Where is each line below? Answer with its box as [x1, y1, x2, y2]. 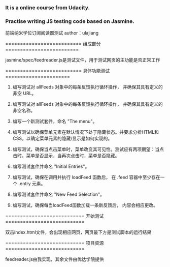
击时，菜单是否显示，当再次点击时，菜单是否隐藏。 [12, 153, 120, 159]
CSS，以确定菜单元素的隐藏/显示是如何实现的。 [12, 135, 113, 141]
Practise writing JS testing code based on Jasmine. [5, 17, 134, 24]
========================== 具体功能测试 [5, 68, 110, 74]
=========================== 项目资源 [5, 240, 104, 246]
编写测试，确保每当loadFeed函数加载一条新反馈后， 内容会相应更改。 [12, 202, 158, 209]
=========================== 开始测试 [5, 213, 104, 219]
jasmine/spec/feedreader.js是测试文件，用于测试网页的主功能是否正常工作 [5, 57, 160, 63]
